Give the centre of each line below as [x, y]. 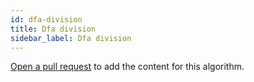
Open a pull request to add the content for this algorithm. [127, 67]
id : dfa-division [46, 19]
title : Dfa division [53, 29]
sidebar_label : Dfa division [71, 38]
